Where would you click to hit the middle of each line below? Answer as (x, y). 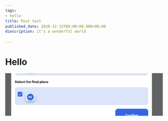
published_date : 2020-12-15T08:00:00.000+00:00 (56, 26)
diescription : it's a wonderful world (45, 32)
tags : (11, 10)
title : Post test (23, 21)
